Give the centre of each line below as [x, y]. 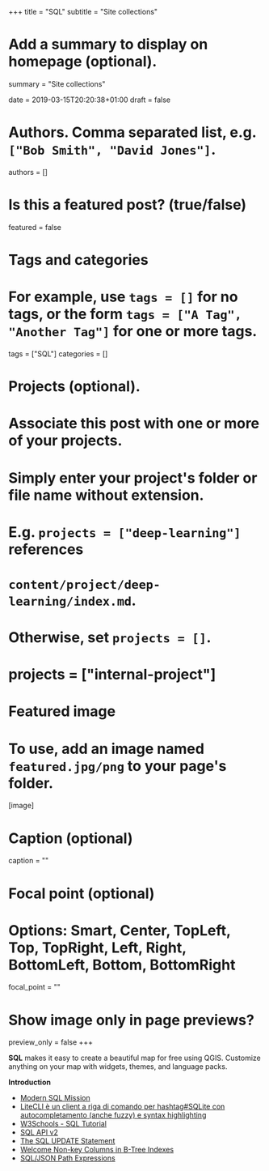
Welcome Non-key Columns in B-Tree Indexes [97, 1150]
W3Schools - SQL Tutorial [63, 1124]
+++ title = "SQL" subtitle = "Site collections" [83, 12]
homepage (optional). [83, 62]
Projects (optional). [75, 387]
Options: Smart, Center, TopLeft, [120, 930]
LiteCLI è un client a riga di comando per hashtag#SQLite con [122, 1107]
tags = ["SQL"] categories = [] [58, 353]
